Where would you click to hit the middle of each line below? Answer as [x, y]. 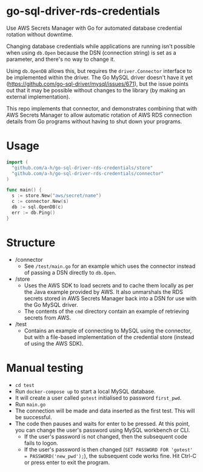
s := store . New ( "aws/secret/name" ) [57, 196]
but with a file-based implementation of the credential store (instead [109, 337]
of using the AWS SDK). [54, 343]
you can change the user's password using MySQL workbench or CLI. [102, 430]
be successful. [33, 417]
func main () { [24, 190]
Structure [31, 243]
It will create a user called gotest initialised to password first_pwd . [98, 398]
